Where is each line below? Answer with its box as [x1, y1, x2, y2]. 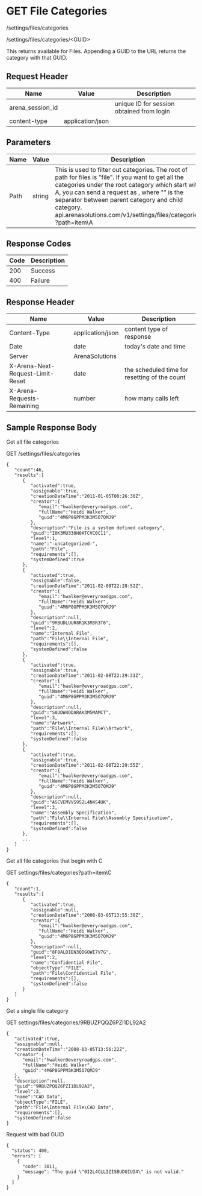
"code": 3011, [22, 1163, 58, 1169]
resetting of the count [124, 373, 186, 382]
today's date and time [124, 342, 186, 351]
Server [9, 352, 28, 360]
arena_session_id [9, 103, 58, 112]
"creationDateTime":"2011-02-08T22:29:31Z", [30, 673, 144, 679]
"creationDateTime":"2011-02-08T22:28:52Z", [30, 583, 144, 589]
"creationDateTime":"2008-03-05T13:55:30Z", [30, 912, 144, 918]
